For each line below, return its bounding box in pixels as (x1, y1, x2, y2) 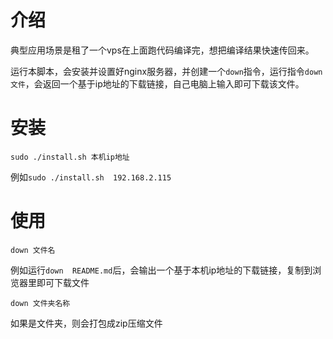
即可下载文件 (36, 276, 90, 288)
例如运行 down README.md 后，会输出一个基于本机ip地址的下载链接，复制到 (10, 264, 313, 276)
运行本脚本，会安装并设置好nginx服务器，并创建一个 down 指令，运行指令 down (10, 65, 323, 77)
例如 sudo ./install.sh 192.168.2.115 (10, 171, 172, 183)
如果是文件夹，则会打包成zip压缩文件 (10, 317, 163, 329)
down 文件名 (10, 245, 56, 255)
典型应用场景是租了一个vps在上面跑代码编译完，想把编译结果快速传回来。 (10, 44, 315, 56)
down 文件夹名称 (10, 298, 71, 308)
